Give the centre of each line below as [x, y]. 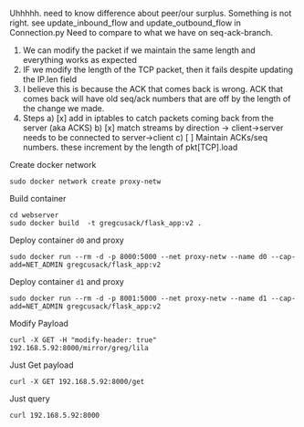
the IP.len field [50, 79]
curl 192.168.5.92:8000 [55, 415]
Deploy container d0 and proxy [67, 240]
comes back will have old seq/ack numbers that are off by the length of [157, 99]
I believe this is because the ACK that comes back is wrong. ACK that [153, 89]
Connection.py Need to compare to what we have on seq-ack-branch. [142, 32]
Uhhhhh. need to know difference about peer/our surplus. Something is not [151, 13]
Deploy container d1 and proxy [67, 281]
